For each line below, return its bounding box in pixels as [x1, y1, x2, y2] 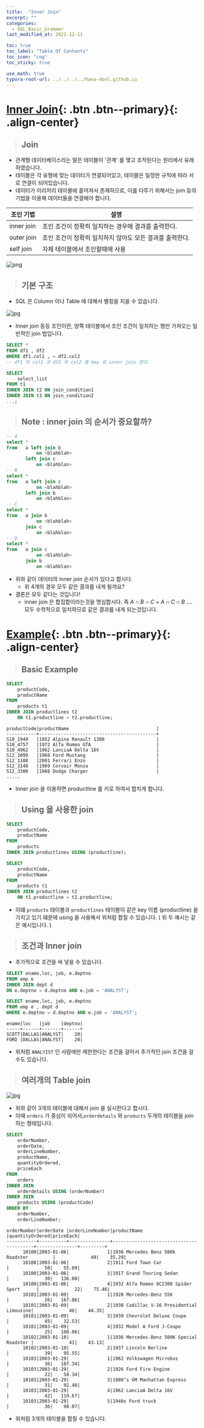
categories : [6, 20, 37, 26]
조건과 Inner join [21, 941, 82, 951]
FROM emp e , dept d [6, 1004, 59, 1010]
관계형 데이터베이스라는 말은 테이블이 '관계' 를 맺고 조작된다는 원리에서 [15, 157, 183, 164]
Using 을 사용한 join [21, 804, 94, 815]
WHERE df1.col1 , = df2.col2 [6, 353, 80, 359]
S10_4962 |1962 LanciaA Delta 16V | [6, 747, 160, 753]
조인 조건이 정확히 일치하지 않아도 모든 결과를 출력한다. [42, 234, 191, 242]
